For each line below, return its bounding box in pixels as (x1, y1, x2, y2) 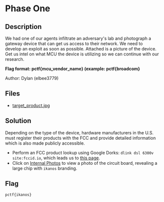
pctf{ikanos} (5, 192, 32, 198)
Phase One (5, 3, 51, 14)
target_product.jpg (12, 102, 50, 108)
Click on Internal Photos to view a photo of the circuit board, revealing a (12, 160, 158, 166)
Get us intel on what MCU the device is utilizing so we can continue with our (5, 51, 159, 57)
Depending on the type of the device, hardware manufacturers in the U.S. (5, 129, 154, 135)
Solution (5, 117, 31, 125)
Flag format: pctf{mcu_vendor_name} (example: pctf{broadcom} (5, 66, 140, 72)
